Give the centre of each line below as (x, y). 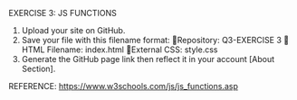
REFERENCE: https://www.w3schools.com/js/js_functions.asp (124, 86)
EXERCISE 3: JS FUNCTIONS (62, 13)
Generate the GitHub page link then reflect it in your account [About (148, 59)
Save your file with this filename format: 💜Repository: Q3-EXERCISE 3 (152, 40)
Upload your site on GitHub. (73, 30)
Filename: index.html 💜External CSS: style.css (132, 50)
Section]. (38, 68)
